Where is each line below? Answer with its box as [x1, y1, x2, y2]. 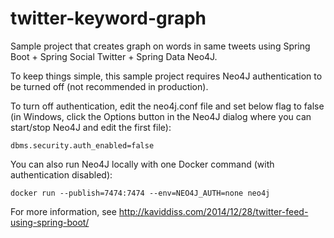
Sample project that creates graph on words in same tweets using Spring [10, 40, 311, 52]
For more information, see [10, 205, 117, 217]
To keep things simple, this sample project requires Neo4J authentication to [10, 70, 323, 82]
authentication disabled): [10, 168, 113, 181]
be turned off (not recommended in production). [10, 80, 209, 92]
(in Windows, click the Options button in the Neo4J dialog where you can [10, 110, 312, 122]
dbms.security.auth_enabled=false [10, 140, 155, 151]
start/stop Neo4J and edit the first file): [10, 121, 172, 133]
